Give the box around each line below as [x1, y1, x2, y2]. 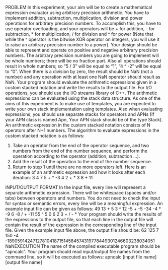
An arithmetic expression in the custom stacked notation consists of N [5, 122, 151, 128]
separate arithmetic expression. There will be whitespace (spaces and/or [5, 190, 157, 195]
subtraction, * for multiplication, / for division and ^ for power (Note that [5, 31, 153, 37]
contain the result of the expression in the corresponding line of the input [5, 222, 157, 228]
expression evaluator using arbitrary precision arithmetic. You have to [5, 10, 149, 16]
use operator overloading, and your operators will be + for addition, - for [5, 26, 155, 32]
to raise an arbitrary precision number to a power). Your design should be [5, 42, 157, 47]
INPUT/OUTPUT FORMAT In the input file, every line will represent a [5, 184, 146, 190]
